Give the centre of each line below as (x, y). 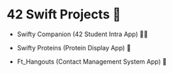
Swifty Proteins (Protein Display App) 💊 (74, 47)
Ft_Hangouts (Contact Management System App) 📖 (92, 61)
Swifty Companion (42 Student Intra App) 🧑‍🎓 (82, 34)
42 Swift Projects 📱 (64, 15)
